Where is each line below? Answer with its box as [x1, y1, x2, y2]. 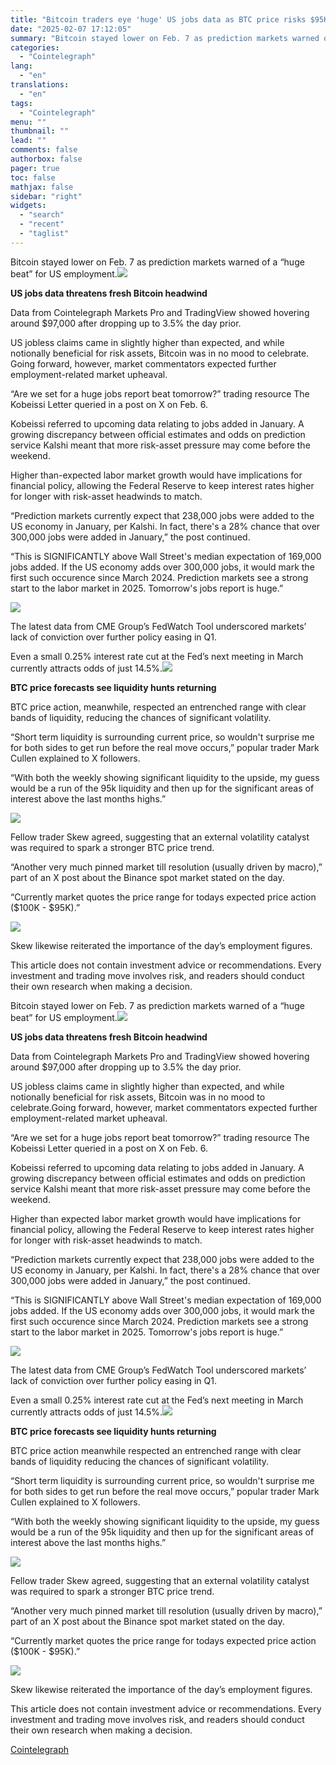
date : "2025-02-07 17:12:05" [10, 24, 132, 34]
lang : [10, 61, 33, 71]
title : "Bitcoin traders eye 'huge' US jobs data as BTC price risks [10, 14, 307, 25]
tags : [10, 98, 33, 108]
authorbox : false [10, 154, 83, 164]
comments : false [10, 145, 78, 155]
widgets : [10, 201, 47, 211]
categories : [10, 42, 60, 53]
